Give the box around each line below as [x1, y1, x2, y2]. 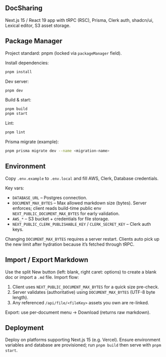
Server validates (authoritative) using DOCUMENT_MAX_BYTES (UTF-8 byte [12, 289, 156, 295]
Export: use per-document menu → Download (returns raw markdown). [5, 309, 151, 315]
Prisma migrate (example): [5, 139, 59, 145]
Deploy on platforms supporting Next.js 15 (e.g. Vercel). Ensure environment [5, 337, 161, 343]
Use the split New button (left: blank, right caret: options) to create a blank [5, 268, 157, 275]
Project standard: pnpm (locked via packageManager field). [5, 50, 122, 56]
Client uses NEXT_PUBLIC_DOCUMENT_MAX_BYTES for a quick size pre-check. [12, 283, 160, 290]
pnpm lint [5, 130, 26, 135]
